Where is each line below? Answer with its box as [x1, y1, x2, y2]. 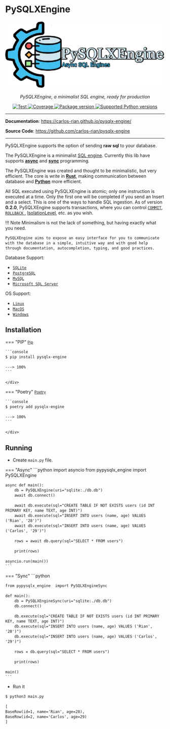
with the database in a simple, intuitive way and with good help [5, 240, 148, 246]
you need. [5, 225, 26, 231]
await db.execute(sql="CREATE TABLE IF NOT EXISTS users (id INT [14, 503, 155, 508]
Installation [5, 325, 41, 334]
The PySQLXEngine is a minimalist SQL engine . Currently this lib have [5, 152, 150, 158]
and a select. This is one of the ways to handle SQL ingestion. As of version [5, 199, 163, 205]
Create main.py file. [12, 457, 53, 463]
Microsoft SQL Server [12, 281, 58, 286]
